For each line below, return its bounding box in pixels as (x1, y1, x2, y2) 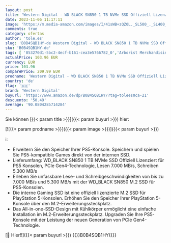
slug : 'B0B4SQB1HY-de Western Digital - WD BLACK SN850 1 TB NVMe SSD (5, 41, 158, 46)
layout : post (5, 7, 33, 13)
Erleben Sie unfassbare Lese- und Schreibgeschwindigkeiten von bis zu (12, 174, 164, 180)
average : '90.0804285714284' (5, 102, 67, 107)
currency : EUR (5, 60, 36, 65)
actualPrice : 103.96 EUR (5, 55, 58, 60)
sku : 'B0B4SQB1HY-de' (5, 45, 51, 50)
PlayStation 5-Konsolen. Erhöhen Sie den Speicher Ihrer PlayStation (12, 195, 155, 201)
